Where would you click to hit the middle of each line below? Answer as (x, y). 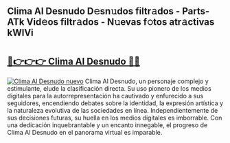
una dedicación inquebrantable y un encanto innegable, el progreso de (107, 125)
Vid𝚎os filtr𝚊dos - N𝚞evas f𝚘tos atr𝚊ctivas (120, 22)
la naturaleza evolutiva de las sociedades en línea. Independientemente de (113, 110)
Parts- (196, 11)
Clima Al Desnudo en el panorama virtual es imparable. (85, 132)
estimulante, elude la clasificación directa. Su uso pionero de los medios (109, 88)
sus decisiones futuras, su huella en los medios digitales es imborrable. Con (115, 118)
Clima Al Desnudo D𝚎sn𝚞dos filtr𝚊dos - (94, 11)
